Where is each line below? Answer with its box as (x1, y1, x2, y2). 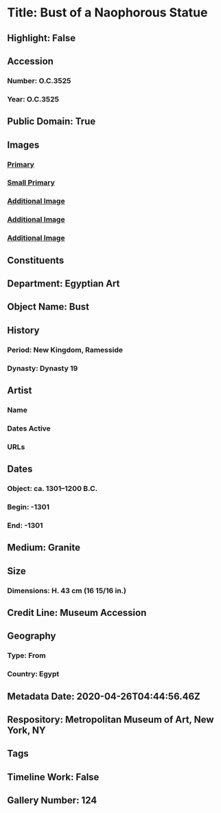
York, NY (7, 724, 46, 736)
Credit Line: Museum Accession (7, 607, 147, 619)
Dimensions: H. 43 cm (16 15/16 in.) (7, 586, 127, 595)
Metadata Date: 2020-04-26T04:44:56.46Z (7, 690, 200, 702)
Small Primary (7, 178, 55, 187)
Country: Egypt (7, 669, 60, 679)
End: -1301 (7, 520, 43, 530)
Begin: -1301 (7, 503, 50, 512)
